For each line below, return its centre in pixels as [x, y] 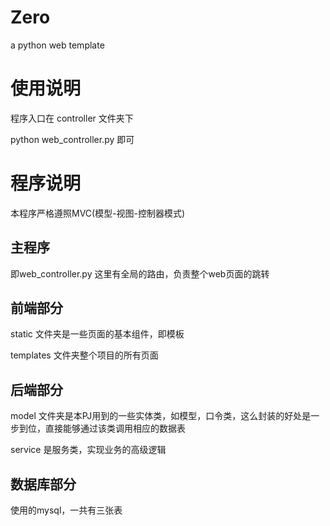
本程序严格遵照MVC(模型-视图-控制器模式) [98, 213]
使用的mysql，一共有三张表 [66, 510]
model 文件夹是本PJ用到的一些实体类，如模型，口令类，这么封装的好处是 [161, 416]
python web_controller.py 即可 [72, 139]
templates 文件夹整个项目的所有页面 [84, 355]
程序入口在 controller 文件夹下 [72, 118]
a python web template [57, 45]
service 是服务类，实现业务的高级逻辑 [88, 450]
